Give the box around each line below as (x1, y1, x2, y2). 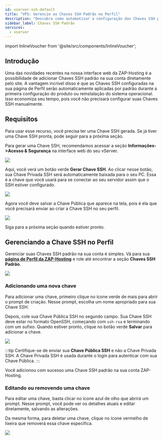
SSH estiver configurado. (5, 182, 56, 188)
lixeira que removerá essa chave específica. (5, 421, 93, 426)
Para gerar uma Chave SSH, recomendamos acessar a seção (5, 142, 127, 148)
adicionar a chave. (5, 329, 42, 334)
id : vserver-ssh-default (5, 7, 55, 12)
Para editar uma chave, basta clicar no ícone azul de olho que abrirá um (5, 396, 149, 402)
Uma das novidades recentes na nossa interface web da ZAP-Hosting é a (5, 70, 152, 76)
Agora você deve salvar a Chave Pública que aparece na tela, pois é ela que (5, 200, 157, 206)
